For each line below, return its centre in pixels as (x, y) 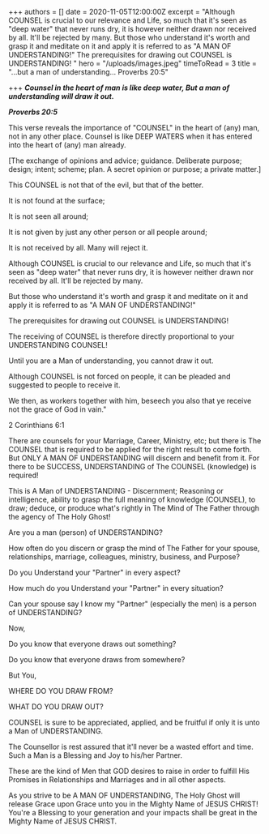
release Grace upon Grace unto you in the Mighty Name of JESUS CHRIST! (134, 804)
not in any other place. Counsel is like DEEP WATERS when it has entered (130, 136)
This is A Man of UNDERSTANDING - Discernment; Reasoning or (116, 491)
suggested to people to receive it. (64, 385)
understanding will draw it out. (62, 96)
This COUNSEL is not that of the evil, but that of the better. (106, 185)
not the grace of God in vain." (58, 409)
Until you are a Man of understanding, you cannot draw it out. (111, 361)
